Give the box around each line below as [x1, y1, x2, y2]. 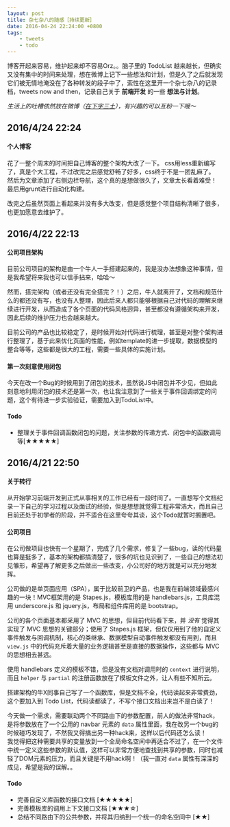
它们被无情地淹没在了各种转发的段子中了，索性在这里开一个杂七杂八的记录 [7, 79, 217, 86]
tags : [7, 29, 23, 36]
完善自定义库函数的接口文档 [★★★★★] [16, 795, 133, 804]
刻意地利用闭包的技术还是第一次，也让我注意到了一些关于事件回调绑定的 [7, 387, 211, 395]
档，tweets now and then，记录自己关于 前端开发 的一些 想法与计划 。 [7, 87, 203, 95]
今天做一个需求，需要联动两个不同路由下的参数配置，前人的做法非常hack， [7, 712, 219, 720]
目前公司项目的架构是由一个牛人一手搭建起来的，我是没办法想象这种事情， [7, 265, 217, 273]
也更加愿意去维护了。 [7, 207, 67, 216]
